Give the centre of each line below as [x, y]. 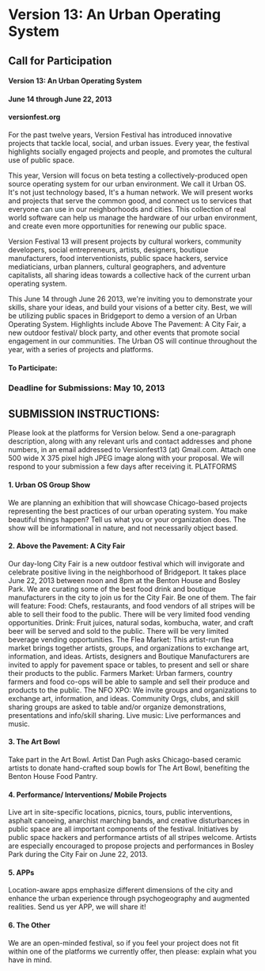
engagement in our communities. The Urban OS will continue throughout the [132, 341]
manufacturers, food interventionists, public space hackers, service [118, 258]
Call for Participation [60, 61]
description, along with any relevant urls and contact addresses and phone [130, 441]
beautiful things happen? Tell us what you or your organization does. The [127, 519]
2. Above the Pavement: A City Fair [67, 546]
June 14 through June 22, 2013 [60, 99]
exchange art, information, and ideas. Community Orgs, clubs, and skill [124, 698]
